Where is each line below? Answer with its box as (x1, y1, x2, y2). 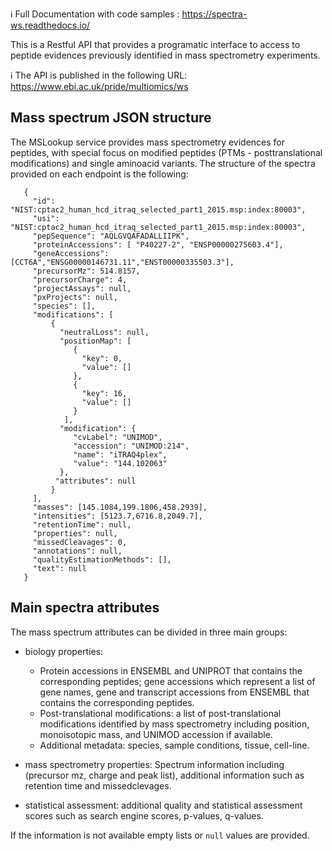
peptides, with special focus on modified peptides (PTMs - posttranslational (10, 146, 323, 158)
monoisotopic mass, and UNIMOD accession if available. (39, 728, 273, 740)
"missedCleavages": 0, (32, 537, 128, 547)
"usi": (32, 213, 60, 223)
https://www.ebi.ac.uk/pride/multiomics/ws (10, 81, 189, 92)
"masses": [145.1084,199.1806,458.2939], (32, 502, 208, 512)
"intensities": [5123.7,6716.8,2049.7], (32, 511, 203, 521)
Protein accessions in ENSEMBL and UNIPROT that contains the (39, 664, 303, 677)
